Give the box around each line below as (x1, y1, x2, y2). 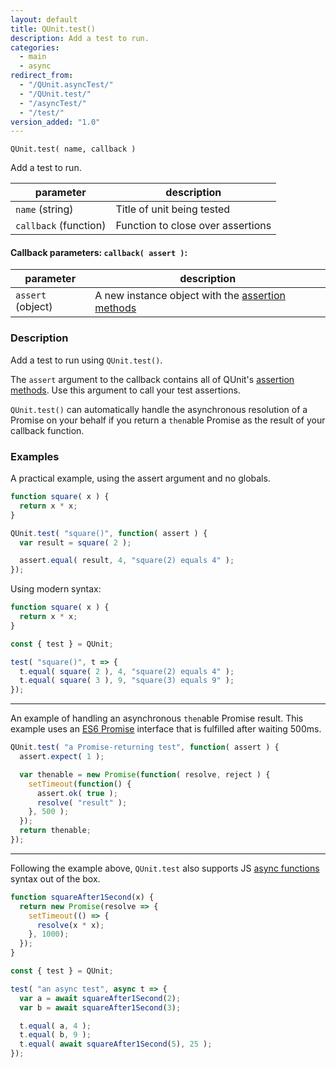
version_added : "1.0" (10, 117, 101, 127)
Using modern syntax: (10, 583, 102, 595)
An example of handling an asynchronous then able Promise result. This (10, 712, 304, 725)
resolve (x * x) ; (36, 920, 105, 930)
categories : (10, 42, 60, 53)
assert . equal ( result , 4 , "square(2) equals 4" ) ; (19, 556, 235, 566)
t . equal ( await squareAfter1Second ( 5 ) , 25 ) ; (19, 1039, 213, 1050)
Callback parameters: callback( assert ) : (10, 246, 188, 258)
